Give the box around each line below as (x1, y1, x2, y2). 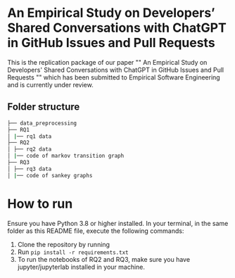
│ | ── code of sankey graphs (7, 172, 93, 179)
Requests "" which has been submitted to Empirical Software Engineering (7, 72, 220, 82)
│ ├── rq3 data (7, 165, 52, 172)
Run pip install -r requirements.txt (17, 248, 129, 256)
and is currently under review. (7, 80, 94, 89)
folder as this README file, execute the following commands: (7, 227, 184, 235)
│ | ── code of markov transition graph (7, 153, 125, 160)
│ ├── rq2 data (7, 146, 52, 153)
